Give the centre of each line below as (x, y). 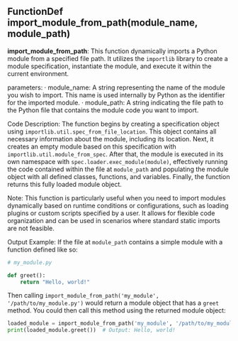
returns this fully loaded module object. (64, 184)
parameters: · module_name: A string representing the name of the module (116, 87)
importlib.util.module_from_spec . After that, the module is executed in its (115, 154)
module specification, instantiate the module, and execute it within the (109, 66)
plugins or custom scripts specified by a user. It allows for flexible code (111, 213)
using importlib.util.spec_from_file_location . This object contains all (112, 131)
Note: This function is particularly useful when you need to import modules (117, 197)
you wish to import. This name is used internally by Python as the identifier (116, 94)
